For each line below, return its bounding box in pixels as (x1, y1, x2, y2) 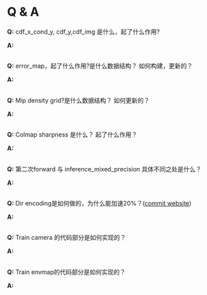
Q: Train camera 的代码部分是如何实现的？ (7, 234, 126, 242)
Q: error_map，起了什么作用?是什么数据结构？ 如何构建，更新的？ (7, 62, 193, 70)
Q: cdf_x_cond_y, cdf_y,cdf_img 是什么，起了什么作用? (7, 27, 161, 36)
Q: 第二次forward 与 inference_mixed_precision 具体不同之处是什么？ (7, 165, 202, 173)
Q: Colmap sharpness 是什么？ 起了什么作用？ (7, 130, 138, 139)
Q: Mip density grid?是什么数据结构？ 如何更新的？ (7, 96, 150, 104)
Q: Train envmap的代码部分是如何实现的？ (7, 268, 126, 276)
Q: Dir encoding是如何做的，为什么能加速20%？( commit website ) (7, 199, 192, 207)
